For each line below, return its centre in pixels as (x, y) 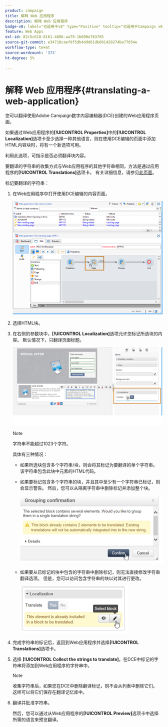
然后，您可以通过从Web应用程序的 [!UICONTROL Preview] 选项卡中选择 (85, 713)
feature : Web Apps (24, 32)
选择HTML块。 (27, 323)
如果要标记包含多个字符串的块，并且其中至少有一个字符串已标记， (88, 482)
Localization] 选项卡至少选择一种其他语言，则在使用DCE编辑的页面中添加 (80, 139)
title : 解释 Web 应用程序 (30, 16)
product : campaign (24, 10)
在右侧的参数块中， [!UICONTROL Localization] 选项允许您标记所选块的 (85, 333)
